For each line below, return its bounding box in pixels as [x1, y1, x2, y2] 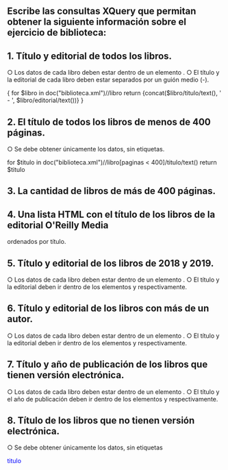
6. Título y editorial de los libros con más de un [7, 303, 210, 314]
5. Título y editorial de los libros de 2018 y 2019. [7, 257, 214, 269]
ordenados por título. [7, 238, 66, 246]
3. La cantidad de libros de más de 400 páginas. [7, 185, 216, 197]
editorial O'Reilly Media [7, 219, 109, 231]
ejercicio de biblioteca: [7, 27, 107, 38]
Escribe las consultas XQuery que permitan [7, 5, 197, 17]
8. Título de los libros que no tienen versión [7, 415, 195, 427]
